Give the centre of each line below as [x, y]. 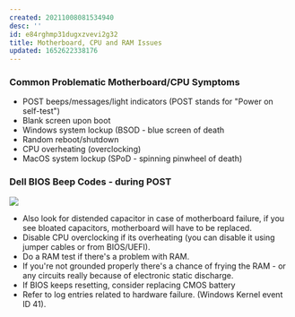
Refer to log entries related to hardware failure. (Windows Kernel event [152, 294]
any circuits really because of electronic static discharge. [128, 275]
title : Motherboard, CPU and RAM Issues [86, 43]
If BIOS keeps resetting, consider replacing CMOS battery [129, 285]
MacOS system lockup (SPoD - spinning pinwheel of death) [132, 158]
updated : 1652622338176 [54, 51]
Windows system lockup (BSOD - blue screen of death [123, 130]
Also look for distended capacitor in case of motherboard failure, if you [153, 218]
